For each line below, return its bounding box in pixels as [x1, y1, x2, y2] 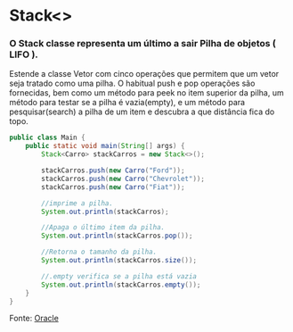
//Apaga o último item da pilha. [41, 223, 166, 232]
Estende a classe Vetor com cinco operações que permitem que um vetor [9, 69, 280, 79]
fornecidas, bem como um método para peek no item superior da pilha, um [9, 87, 284, 98]
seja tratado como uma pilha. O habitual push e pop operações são [9, 78, 256, 89]
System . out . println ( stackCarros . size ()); [41, 256, 198, 265]
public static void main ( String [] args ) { [25, 142, 185, 151]
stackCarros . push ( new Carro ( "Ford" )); [41, 166, 185, 175]
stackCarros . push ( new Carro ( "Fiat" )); [41, 182, 185, 192]
